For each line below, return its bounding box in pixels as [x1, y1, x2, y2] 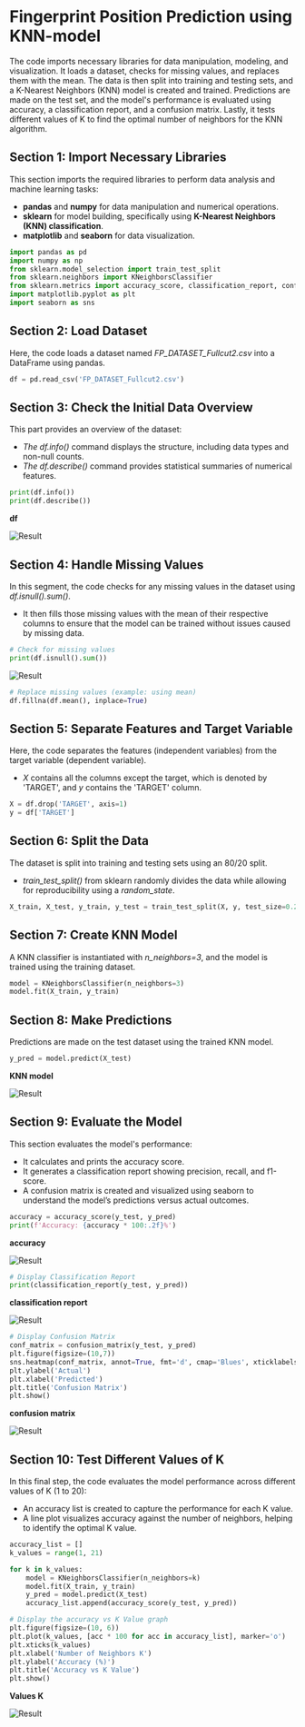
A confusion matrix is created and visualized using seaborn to [22, 1185, 254, 1196]
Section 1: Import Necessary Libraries [9, 150, 227, 165]
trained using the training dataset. [9, 961, 136, 972]
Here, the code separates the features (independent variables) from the [9, 745, 277, 756]
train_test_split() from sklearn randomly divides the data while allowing [22, 875, 287, 886]
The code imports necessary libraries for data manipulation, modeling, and [9, 55, 289, 66]
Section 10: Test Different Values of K [9, 1452, 225, 1467]
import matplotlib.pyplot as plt [9, 290, 136, 299]
